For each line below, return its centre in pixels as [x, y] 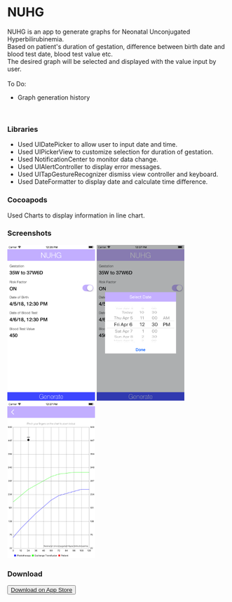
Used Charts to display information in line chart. [76, 215]
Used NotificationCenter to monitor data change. [88, 159]
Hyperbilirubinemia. [36, 39]
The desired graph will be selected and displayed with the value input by [112, 61]
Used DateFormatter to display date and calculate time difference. [112, 182]
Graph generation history [54, 97]
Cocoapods [27, 200]
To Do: [17, 83]
